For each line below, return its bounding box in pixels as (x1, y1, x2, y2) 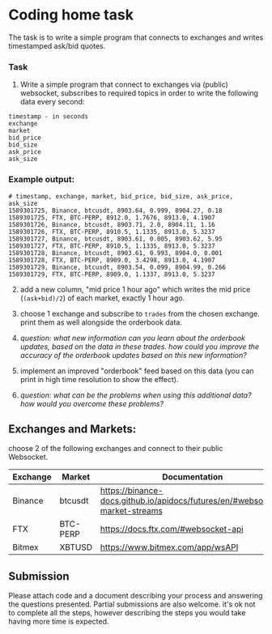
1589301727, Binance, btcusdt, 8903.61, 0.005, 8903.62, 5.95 (8, 235, 223, 243)
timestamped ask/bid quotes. (8, 40, 106, 50)
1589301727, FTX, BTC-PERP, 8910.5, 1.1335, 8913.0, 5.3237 (8, 241, 216, 250)
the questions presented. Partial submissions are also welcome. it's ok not (8, 599, 256, 609)
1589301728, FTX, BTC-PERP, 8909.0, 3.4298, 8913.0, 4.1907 (8, 256, 216, 264)
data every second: (19, 97, 85, 107)
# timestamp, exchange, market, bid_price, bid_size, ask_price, (8, 192, 233, 200)
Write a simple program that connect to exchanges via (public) (19, 79, 228, 90)
